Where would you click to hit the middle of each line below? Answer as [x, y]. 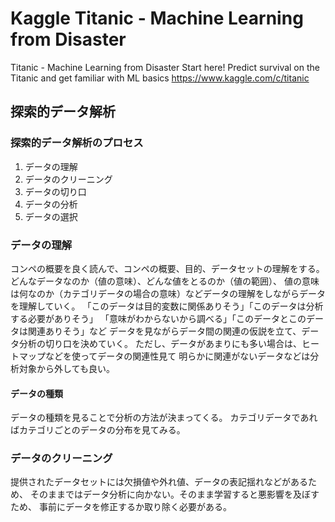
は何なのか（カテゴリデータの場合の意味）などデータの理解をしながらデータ [168, 293]
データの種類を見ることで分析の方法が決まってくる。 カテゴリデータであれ [164, 418]
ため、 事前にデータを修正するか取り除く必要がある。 [121, 507]
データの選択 [51, 216]
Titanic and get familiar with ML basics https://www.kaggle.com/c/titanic [160, 78]
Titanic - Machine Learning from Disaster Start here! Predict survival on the [165, 67]
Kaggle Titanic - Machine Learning [157, 18]
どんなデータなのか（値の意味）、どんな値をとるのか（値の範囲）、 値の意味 [165, 281]
